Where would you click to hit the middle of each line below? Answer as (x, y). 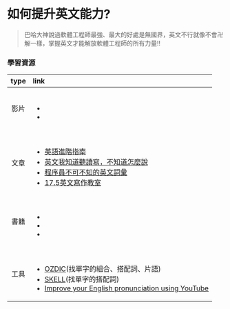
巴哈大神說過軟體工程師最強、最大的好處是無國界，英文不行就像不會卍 (124, 34)
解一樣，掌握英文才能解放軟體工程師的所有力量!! (92, 43)
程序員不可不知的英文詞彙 (86, 172)
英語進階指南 (65, 152)
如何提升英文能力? (59, 14)
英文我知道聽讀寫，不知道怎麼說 (96, 162)
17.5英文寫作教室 (73, 183)
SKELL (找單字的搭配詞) (82, 279)
